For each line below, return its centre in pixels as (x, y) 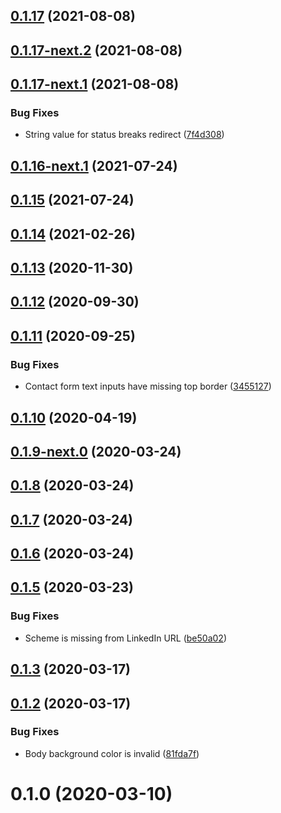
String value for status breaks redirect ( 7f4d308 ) (124, 135)
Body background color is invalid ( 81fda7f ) (112, 753)
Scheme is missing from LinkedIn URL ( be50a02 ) (125, 638)
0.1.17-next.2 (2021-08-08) (96, 50)
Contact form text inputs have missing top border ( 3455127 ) (148, 386)
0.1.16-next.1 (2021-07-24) (94, 165)
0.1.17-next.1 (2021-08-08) (95, 84)
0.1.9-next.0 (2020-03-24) (96, 451)
